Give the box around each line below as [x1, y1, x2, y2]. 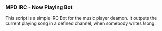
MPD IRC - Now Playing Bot [5, 4, 73, 11]
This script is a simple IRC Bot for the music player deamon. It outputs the [5, 15, 157, 21]
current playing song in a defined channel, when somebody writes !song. [5, 20, 156, 26]
